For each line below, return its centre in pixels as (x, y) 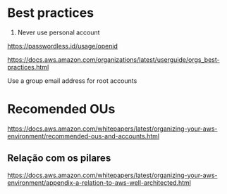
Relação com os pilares (59, 159)
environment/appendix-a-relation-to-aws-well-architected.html (99, 182)
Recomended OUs (61, 109)
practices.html (28, 67)
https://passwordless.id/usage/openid (63, 46)
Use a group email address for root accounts (72, 80)
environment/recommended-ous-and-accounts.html (84, 136)
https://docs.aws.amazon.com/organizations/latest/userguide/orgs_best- (114, 59)
